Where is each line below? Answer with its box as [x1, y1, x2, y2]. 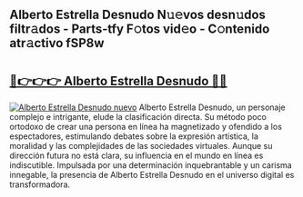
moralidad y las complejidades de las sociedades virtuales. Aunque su [9, 141, 273, 151]
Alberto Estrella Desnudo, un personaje [138, 102, 287, 113]
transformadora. [9, 179, 71, 190]
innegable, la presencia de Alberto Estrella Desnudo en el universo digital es [9, 170, 295, 180]
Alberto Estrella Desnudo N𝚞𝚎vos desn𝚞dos [9, 7, 267, 23]
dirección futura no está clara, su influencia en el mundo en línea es [9, 150, 264, 161]
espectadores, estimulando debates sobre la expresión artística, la [9, 131, 259, 142]
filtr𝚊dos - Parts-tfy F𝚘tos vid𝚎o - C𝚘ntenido [9, 22, 270, 37]
